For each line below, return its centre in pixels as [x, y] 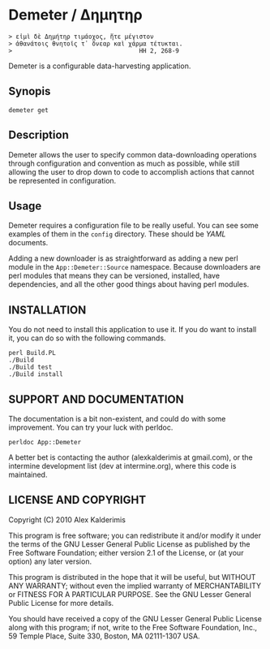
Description [39, 135]
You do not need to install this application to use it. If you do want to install [133, 330]
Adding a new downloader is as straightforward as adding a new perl [123, 258]
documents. [28, 243]
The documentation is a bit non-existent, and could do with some [117, 419]
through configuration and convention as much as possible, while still [124, 163]
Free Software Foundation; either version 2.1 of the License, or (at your [126, 552]
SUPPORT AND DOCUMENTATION [96, 399]
